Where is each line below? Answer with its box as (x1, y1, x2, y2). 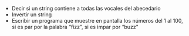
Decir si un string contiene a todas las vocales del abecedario (11, 5, 161, 12)
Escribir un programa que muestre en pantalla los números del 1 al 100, (11, 17, 183, 24)
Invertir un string (11, 11, 52, 18)
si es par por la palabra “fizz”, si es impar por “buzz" (11, 23, 139, 30)
